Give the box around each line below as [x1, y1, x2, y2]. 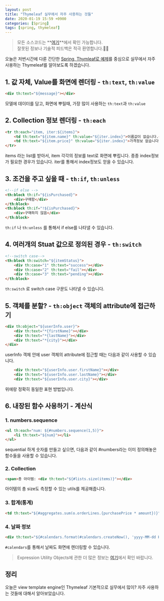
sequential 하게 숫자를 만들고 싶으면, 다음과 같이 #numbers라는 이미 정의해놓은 [5, 447, 157, 453]
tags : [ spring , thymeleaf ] [5, 25, 60, 30]
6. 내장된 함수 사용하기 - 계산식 [5, 402, 93, 410]
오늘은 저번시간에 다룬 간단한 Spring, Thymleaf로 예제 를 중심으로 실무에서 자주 [5, 56, 156, 62]
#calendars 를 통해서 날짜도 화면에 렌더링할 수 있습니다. [5, 544, 110, 550]
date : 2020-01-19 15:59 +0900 [5, 16, 67, 21]
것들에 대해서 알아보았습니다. [10, 590, 65, 596]
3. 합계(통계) [5, 499, 33, 506]
